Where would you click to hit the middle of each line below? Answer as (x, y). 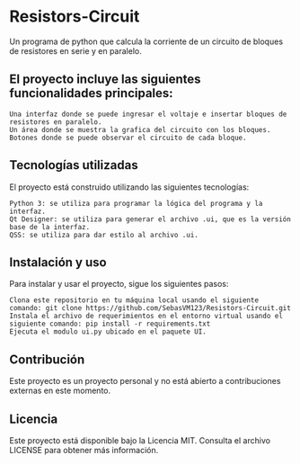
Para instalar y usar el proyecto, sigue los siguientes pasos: (119, 284)
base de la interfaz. (50, 227)
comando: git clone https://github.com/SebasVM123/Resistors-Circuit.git (150, 308)
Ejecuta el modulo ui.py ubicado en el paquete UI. (108, 332)
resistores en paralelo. (56, 122)
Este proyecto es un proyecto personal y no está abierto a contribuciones (145, 381)
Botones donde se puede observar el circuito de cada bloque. (128, 138)
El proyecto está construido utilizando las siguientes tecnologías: (129, 187)
